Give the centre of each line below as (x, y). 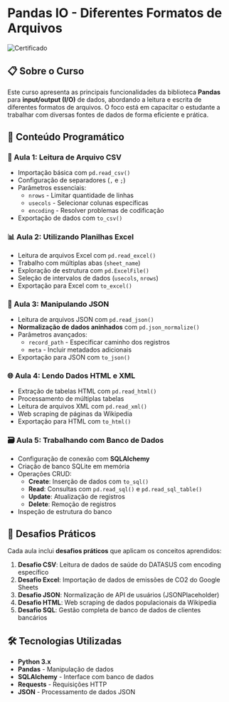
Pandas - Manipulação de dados (65, 669)
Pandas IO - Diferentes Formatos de (115, 13)
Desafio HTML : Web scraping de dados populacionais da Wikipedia (117, 602)
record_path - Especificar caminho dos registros (99, 342)
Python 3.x (34, 662)
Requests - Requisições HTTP (62, 684)
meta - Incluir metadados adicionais (80, 350)
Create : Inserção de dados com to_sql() (89, 481)
